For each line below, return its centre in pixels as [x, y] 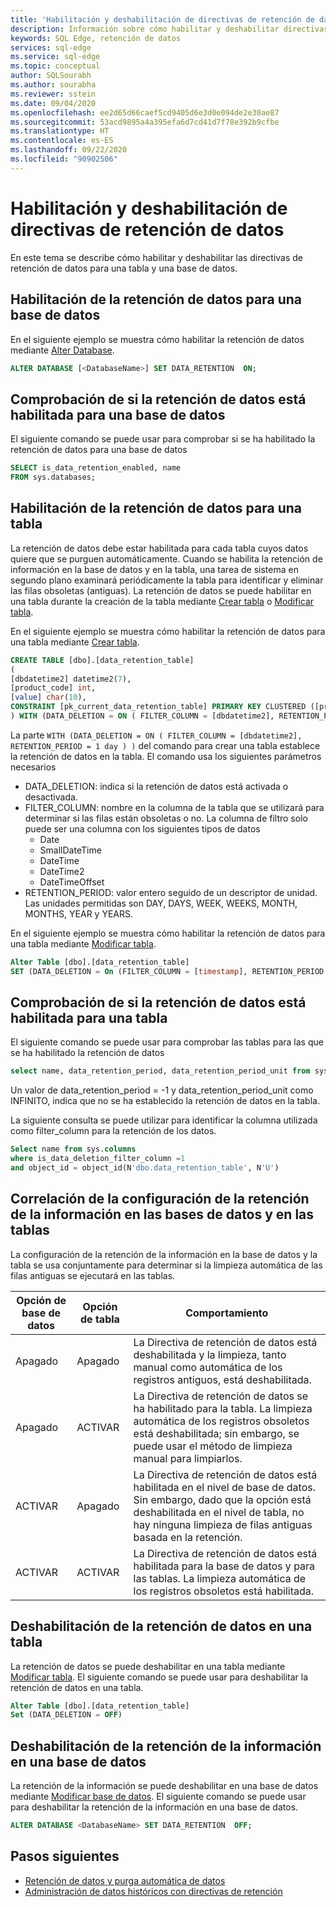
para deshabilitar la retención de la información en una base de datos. [154, 1807]
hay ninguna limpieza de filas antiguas [223, 1524]
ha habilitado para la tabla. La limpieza [223, 1408]
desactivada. [51, 797]
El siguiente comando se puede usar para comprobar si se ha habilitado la [163, 439]
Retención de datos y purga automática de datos [125, 1880]
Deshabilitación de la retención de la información [166, 1746]
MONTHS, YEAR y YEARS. [79, 913]
